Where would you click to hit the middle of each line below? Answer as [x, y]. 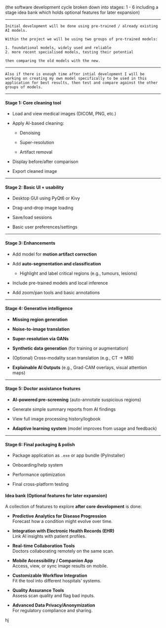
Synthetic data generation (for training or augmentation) [70, 348]
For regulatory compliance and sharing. [52, 611]
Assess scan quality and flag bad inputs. [53, 596]
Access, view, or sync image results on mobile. [60, 566]
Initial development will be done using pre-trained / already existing [82, 26]
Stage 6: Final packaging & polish [40, 444]
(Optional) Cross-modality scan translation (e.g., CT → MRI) [73, 358]
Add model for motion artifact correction [55, 254]
